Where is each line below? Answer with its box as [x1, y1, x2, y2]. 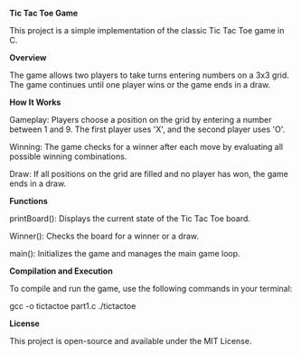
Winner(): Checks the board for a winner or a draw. [9, 230, 199, 241]
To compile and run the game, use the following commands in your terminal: [9, 284, 293, 294]
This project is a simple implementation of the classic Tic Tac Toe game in [9, 25, 285, 35]
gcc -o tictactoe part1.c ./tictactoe [9, 301, 136, 311]
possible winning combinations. [9, 151, 127, 162]
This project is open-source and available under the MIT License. [9, 336, 252, 346]
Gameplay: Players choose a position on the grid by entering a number [9, 115, 273, 125]
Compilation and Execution [9, 266, 113, 276]
